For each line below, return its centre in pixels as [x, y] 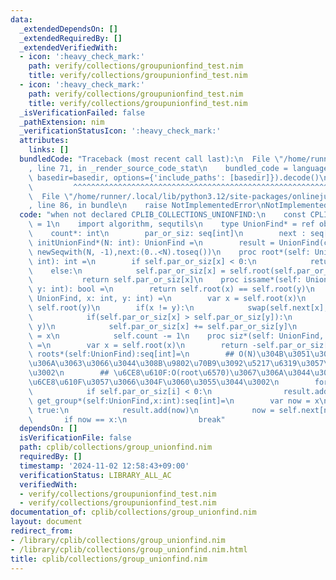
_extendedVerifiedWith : [68, 47]
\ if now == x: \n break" [127, 419]
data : [21, 19]
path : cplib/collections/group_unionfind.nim [116, 447]
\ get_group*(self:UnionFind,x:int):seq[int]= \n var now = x [174, 401]
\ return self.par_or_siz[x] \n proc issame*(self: [165, 280]
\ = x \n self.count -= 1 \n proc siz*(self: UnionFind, [176, 336]
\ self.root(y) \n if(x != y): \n [111, 308]
